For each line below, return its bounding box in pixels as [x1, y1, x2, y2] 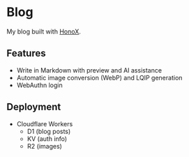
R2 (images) [27, 142, 62, 150]
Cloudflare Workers [16, 119, 73, 128]
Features [6, 47, 46, 59]
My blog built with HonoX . [6, 27, 82, 36]
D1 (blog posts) [27, 127, 71, 135]
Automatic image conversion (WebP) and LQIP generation [16, 73, 183, 82]
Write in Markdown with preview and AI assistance [16, 66, 162, 74]
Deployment [6, 101, 61, 113]
